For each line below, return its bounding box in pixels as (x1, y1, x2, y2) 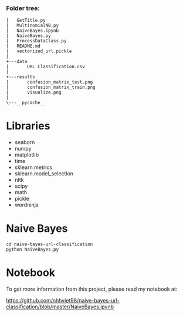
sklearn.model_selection (14, 170, 74, 177)
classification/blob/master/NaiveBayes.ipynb (6, 303, 114, 310)
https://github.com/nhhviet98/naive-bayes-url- (6, 297, 120, 304)
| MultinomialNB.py (6, 22, 59, 29)
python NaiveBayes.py (6, 247, 59, 252)
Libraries (6, 119, 50, 133)
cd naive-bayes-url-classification (6, 241, 93, 248)
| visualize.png (6, 89, 62, 95)
